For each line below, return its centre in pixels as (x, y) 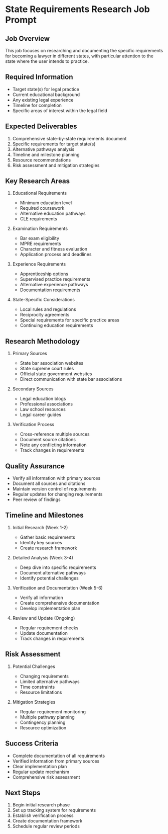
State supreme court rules (47, 369)
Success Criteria (32, 744)
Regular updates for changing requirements (57, 494)
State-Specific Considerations (44, 300)
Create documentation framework (47, 821)
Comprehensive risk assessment (46, 777)
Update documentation (44, 633)
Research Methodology (43, 341)
